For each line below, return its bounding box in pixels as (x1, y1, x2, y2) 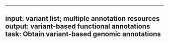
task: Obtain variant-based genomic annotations (5, 30, 161, 39)
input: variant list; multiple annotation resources (5, 14, 160, 23)
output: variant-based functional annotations (5, 22, 150, 31)
